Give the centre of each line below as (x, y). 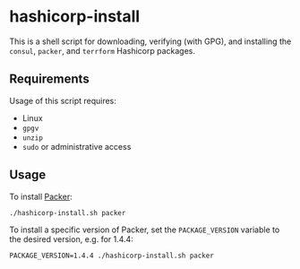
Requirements (49, 79)
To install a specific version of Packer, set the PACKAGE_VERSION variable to (145, 230)
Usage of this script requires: (63, 100)
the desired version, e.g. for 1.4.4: (72, 239)
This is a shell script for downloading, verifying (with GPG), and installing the (150, 41)
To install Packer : (41, 196)
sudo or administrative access (77, 146)
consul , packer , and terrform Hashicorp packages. (102, 50)
